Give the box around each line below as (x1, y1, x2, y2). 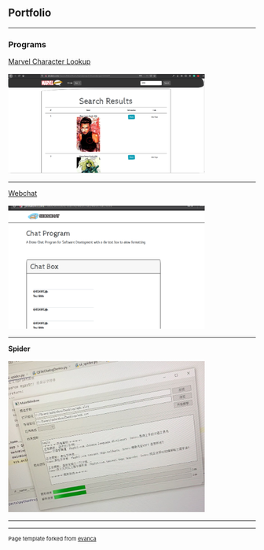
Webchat (8, 189, 38, 198)
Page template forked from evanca (8, 535, 97, 543)
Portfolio (8, 6, 52, 20)
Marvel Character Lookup (8, 57, 91, 66)
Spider (8, 344, 31, 353)
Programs (8, 39, 47, 50)
